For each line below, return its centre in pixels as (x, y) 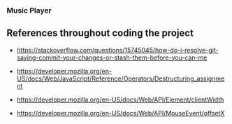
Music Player (29, 11)
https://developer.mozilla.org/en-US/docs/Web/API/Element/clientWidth (120, 99)
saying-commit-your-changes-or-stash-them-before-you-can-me (112, 57)
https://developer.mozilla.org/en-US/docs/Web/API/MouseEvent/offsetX (121, 113)
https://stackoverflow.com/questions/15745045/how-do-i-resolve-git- (117, 50)
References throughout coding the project (100, 33)
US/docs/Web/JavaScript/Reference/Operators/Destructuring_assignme (121, 78)
